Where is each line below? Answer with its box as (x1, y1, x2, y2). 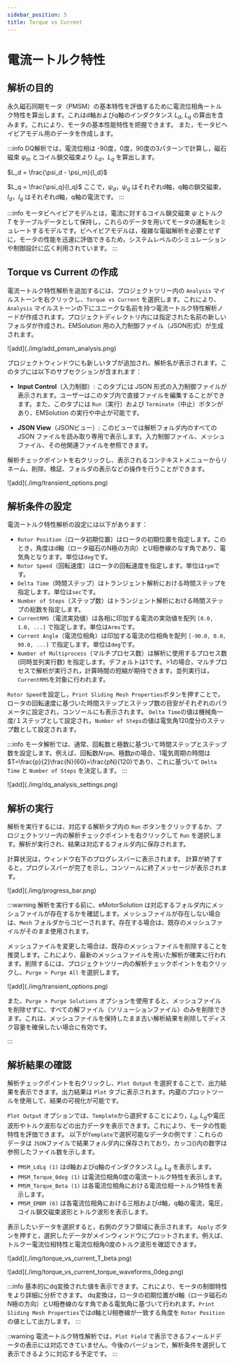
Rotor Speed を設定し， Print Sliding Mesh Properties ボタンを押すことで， (7, 690, 224, 698)
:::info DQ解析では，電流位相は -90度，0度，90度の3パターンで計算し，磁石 (7, 144, 227, 153)
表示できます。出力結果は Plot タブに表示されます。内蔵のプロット (19, 1087, 212, 1096)
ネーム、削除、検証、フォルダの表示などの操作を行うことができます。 (7, 464, 209, 473)
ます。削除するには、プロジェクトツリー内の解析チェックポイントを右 (7, 960, 209, 968)
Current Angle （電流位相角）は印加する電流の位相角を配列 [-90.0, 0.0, (17, 631, 226, 640)
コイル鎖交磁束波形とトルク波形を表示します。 (17, 1207, 152, 1215)
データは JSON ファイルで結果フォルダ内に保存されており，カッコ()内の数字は (7, 1138, 227, 1147)
